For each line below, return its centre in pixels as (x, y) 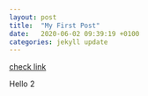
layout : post (33, 17)
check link (28, 67)
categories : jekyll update (59, 42)
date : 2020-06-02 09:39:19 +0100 (74, 33)
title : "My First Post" (55, 26)
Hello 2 (22, 84)
